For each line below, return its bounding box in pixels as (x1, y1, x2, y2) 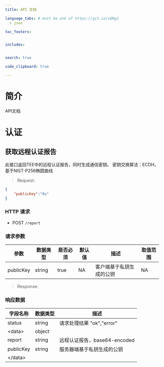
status (7, 320, 22, 327)
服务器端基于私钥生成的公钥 (59, 346, 123, 353)
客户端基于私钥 (95, 264, 130, 270)
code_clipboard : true (5, 64, 49, 69)
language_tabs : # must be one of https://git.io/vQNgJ (5, 16, 119, 21)
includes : (5, 42, 25, 47)
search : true (5, 56, 32, 60)
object (35, 328, 50, 335)
